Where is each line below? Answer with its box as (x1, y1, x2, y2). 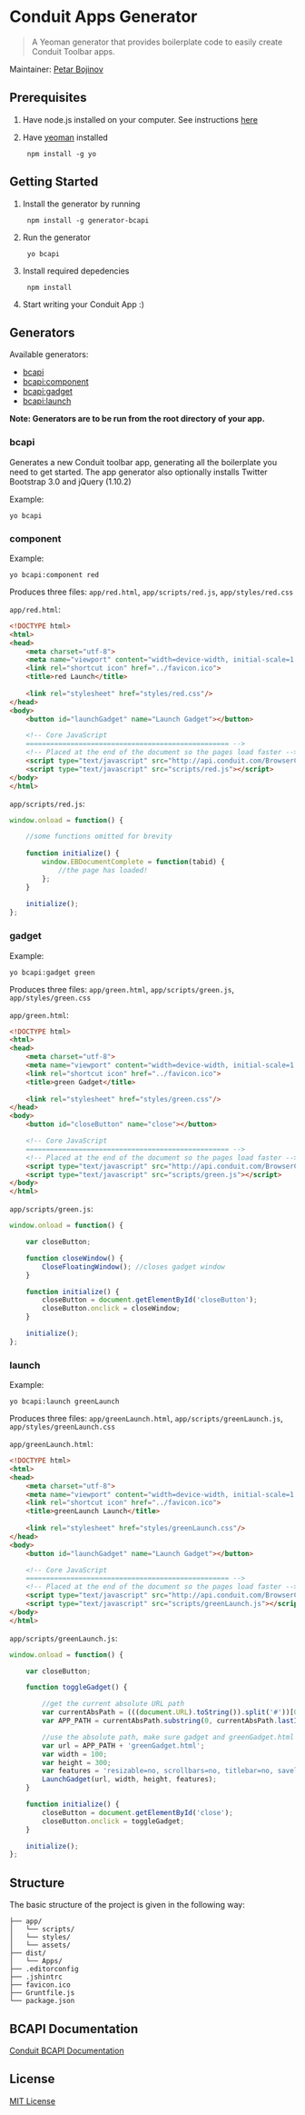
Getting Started (9, 175, 99, 190)
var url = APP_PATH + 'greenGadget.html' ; (42, 1741, 205, 1751)
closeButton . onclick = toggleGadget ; (42, 1816, 184, 1826)
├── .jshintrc (9, 1972, 64, 1982)
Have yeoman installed (22, 132, 109, 143)
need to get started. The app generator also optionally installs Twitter (9, 466, 268, 477)
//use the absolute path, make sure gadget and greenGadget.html (42, 1732, 295, 1741)
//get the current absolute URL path (42, 1700, 184, 1709)
